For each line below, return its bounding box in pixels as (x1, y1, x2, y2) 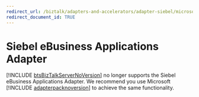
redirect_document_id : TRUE (6, 14, 76, 20)
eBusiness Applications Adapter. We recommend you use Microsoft (6, 78, 171, 85)
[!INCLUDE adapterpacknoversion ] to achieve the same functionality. (6, 84, 175, 92)
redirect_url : (6, 8, 41, 15)
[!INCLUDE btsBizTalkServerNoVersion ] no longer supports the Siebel (6, 72, 176, 79)
